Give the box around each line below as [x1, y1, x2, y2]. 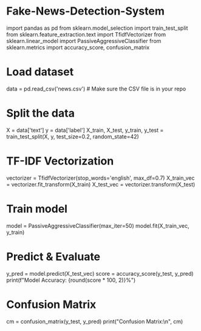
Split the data [6, 106, 75, 120]
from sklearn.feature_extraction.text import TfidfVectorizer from [6, 30, 166, 38]
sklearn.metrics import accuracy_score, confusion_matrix [6, 44, 150, 51]
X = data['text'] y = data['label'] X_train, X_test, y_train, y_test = [6, 126, 164, 134]
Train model [6, 202, 68, 216]
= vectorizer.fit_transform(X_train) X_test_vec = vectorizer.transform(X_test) [6, 180, 196, 188]
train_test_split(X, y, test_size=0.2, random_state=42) [6, 132, 140, 140]
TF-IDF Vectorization [6, 154, 114, 168]
